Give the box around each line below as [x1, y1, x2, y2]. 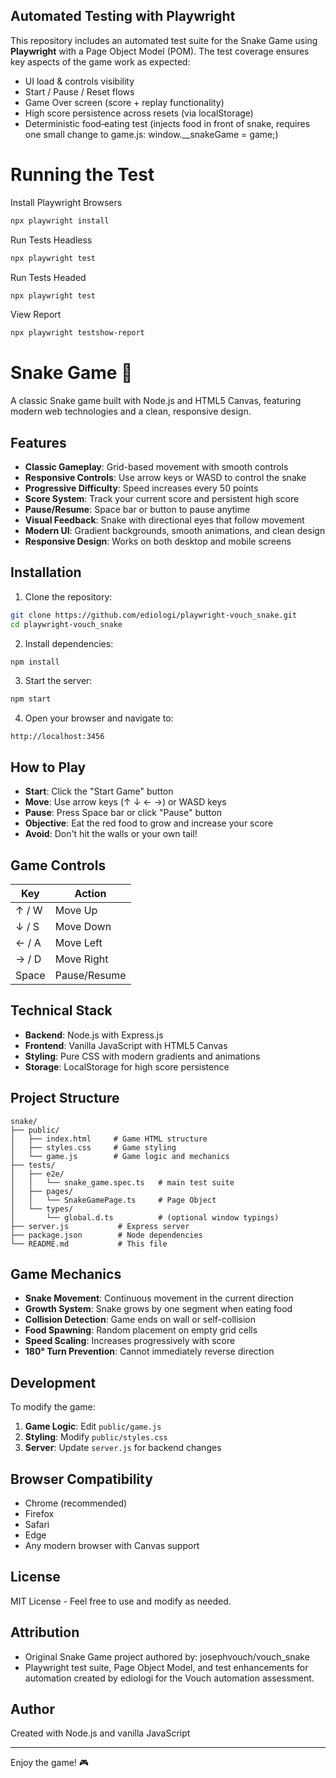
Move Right [54, 952, 109, 966]
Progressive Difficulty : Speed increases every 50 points [24, 482, 259, 494]
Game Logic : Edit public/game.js [24, 1420, 162, 1433]
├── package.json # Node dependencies [10, 1230, 203, 1240]
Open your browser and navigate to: [24, 712, 174, 724]
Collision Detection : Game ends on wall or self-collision [24, 1314, 257, 1326]
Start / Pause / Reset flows [24, 85, 135, 98]
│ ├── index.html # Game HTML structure [10, 1134, 208, 1144]
